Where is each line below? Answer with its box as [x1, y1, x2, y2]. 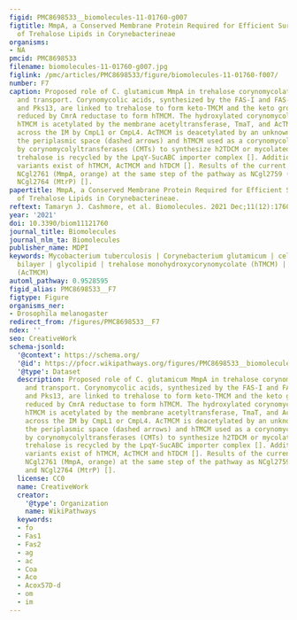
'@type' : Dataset [17, 367, 81, 376]
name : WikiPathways [25, 507, 97, 516]
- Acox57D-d [17, 581, 62, 590]
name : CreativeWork [17, 482, 89, 492]
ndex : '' [9, 326, 42, 335]
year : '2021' [9, 210, 57, 220]
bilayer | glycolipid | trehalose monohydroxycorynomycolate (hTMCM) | [17, 260, 287, 269]
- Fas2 [17, 539, 42, 549]
